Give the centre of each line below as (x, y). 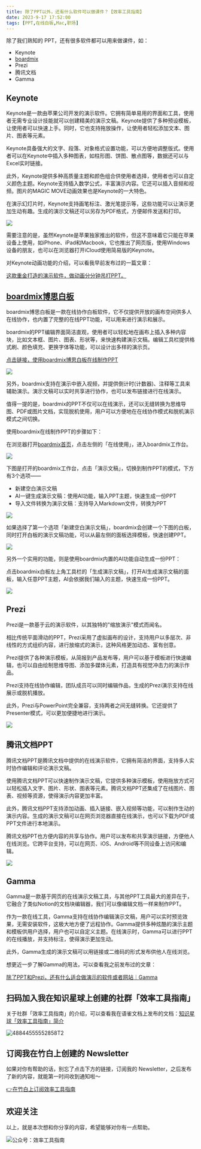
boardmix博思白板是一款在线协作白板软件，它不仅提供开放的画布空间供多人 (99, 312)
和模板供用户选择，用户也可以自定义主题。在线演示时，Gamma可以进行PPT (99, 932)
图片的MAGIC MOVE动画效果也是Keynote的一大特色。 (83, 191)
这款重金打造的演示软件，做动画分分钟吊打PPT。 (66, 275)
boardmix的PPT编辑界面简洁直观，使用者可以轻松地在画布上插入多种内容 (96, 332)
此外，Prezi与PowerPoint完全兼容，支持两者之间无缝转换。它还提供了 (92, 705)
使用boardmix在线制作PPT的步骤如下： (54, 431)
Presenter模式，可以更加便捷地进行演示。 (57, 713)
